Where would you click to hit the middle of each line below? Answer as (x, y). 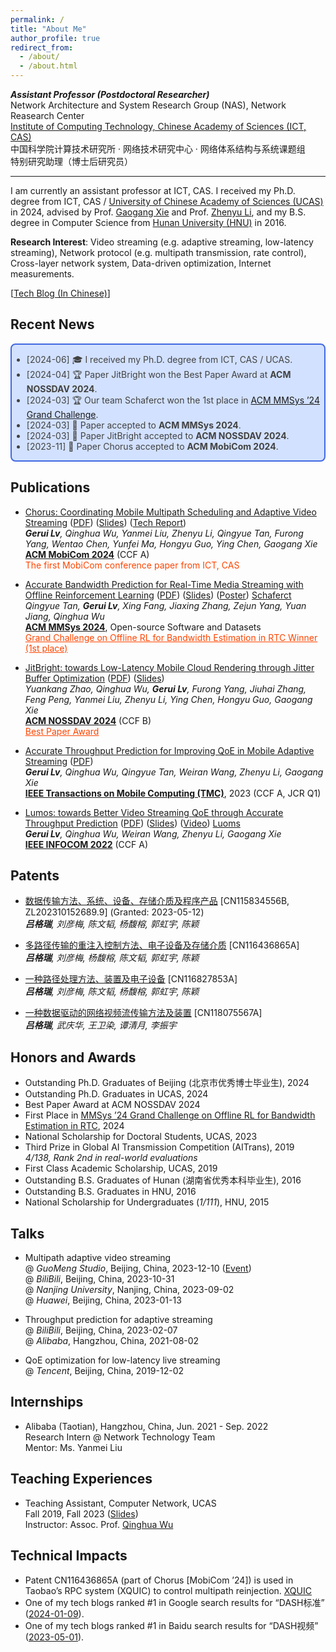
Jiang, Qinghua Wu (64, 616)
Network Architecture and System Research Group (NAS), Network (148, 105)
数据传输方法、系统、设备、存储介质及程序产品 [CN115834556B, (157, 901)
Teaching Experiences (81, 1479)
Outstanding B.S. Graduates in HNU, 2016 (110, 1192)
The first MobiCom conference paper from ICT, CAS (132, 565)
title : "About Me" (48, 29)
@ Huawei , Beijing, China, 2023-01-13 (103, 1300)
